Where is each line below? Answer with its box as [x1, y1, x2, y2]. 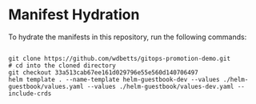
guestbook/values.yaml [8, 82, 84, 90]
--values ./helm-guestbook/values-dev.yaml [86, 82, 234, 90]
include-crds [8, 90, 52, 98]
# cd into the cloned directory [8, 62, 116, 70]
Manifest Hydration [8, 6, 140, 24]
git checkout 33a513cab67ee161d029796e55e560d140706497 [8, 68, 198, 77]
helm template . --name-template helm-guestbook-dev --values [8, 75, 220, 83]
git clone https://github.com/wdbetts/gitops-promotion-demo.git [8, 54, 230, 62]
